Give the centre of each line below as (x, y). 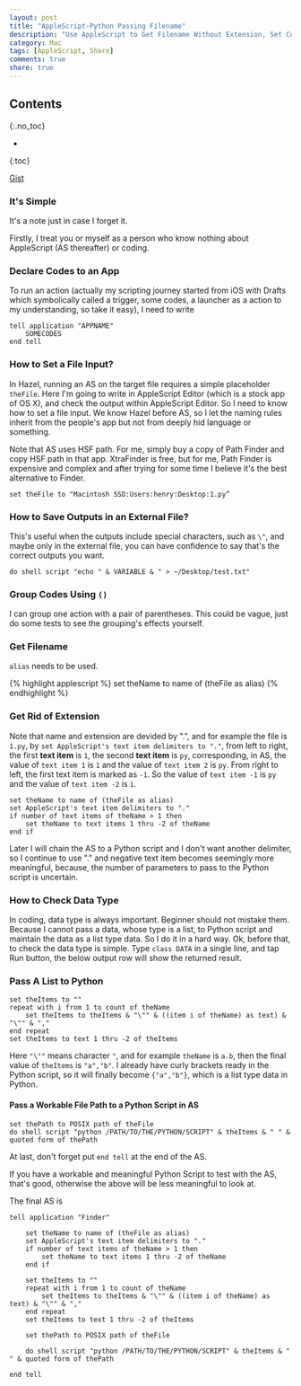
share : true (31, 68)
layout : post (34, 18)
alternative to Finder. (47, 478)
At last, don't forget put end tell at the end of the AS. (108, 1156)
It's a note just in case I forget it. (69, 220)
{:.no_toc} (27, 126)
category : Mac (36, 43)
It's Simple (33, 201)
